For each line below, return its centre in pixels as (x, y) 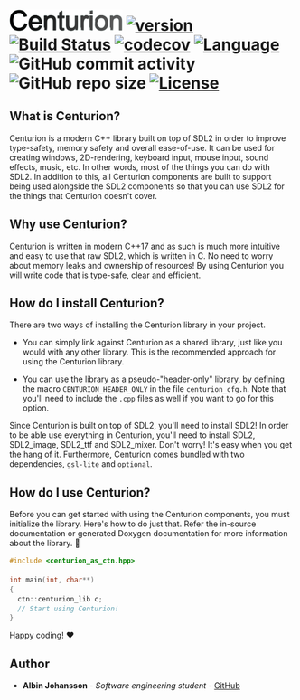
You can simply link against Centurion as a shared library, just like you (152, 343)
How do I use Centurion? (80, 492)
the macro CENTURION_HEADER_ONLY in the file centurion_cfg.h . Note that (154, 389)
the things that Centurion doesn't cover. (84, 195)
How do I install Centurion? (87, 303)
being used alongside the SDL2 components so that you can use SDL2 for (147, 186)
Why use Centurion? (69, 225)
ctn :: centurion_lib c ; (60, 599)
